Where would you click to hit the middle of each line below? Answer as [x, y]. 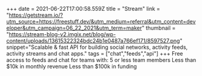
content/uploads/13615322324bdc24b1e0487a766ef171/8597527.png [93, 41]
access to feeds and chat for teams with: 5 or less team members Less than [101, 60]
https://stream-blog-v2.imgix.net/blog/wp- [62, 34]
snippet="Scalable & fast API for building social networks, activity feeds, [97, 47]
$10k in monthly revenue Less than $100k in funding [71, 66]
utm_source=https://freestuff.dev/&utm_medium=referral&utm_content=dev [101, 21]
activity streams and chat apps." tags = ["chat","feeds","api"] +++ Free [95, 53]
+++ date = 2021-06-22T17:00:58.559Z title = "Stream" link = [83, 9]
